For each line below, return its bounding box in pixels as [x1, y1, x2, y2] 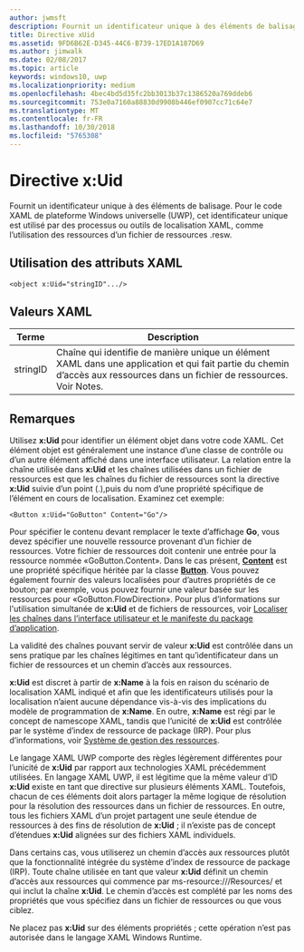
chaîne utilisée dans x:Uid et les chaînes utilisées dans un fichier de [9, 464, 262, 475]
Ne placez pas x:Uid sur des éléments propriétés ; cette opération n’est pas [9, 922, 291, 934]
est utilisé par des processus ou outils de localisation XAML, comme [9, 219, 264, 230]
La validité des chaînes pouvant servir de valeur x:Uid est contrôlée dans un [9, 640, 294, 651]
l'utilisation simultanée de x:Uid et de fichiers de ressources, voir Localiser [9, 604, 288, 615]
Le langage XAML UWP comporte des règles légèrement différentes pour [9, 753, 283, 763]
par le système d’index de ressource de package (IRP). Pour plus [9, 725, 252, 736]
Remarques [9, 411, 76, 426]
